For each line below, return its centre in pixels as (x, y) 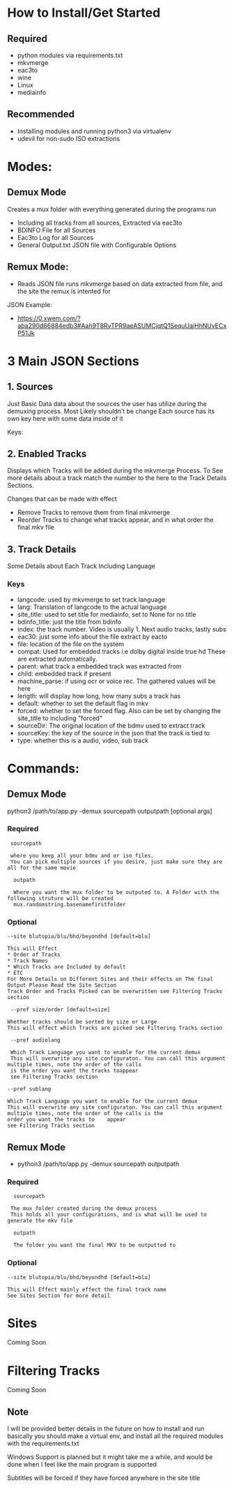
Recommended (41, 114)
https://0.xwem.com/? (49, 318)
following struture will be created (60, 898)
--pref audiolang (35, 1040)
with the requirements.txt (43, 1444)
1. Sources (30, 387)
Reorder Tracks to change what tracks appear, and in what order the (115, 520)
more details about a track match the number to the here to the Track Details (117, 478)
